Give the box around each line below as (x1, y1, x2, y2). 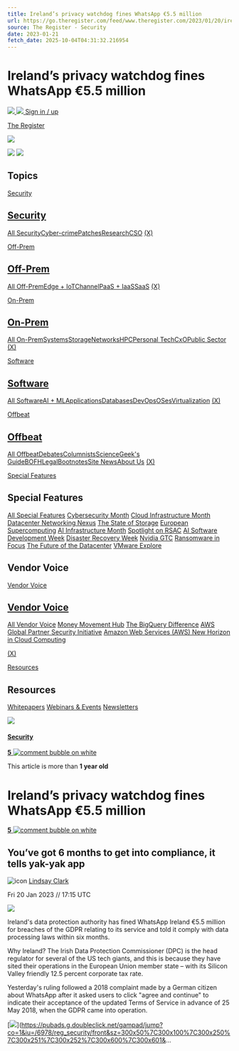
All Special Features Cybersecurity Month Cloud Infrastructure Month (7, 511, 211, 519)
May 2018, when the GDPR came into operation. (7, 1006, 148, 1015)
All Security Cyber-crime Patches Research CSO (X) (7, 228, 154, 237)
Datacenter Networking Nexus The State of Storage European (7, 518, 188, 527)
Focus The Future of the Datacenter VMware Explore (7, 541, 162, 549)
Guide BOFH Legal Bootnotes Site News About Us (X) (7, 457, 155, 466)
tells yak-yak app (7, 858, 85, 870)
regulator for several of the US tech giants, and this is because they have (7, 954, 221, 963)
